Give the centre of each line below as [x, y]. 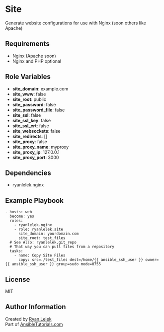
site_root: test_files [42, 238]
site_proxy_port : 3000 [36, 157]
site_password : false [34, 104]
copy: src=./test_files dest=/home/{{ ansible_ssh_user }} [81, 260]
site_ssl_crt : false [31, 126]
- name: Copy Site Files [40, 255]
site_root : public [29, 99]
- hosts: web [19, 212]
